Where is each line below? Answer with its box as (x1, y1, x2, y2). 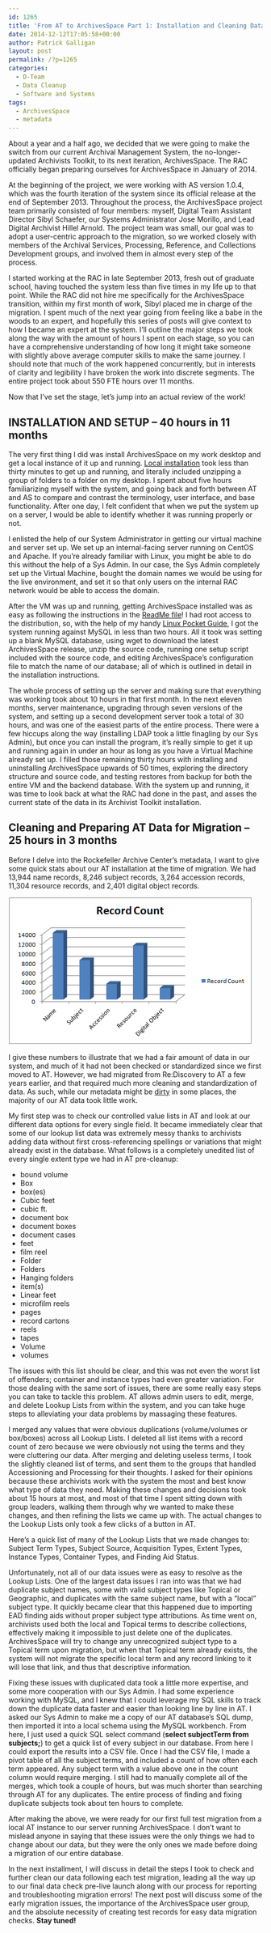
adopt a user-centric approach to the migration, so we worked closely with (8, 231, 256, 242)
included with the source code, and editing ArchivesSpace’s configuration (8, 652, 254, 663)
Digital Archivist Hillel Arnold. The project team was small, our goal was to (8, 223, 254, 233)
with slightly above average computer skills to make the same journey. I (8, 350, 246, 360)
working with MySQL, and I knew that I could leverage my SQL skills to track (8, 1695, 261, 1705)
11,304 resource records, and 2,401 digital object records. (8, 880, 200, 890)
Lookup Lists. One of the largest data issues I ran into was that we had (8, 1576, 242, 1586)
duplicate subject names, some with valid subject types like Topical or (8, 1584, 241, 1594)
